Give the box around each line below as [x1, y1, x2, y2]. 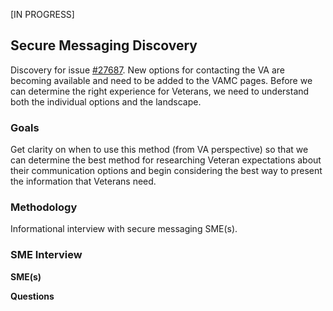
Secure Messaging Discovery [10, 37, 198, 54]
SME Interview [10, 248, 83, 262]
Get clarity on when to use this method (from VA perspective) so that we [10, 144, 309, 156]
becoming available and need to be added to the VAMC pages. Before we [10, 74, 313, 86]
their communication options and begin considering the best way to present [10, 165, 323, 177]
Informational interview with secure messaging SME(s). [10, 223, 238, 235]
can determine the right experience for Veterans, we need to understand [10, 85, 310, 97]
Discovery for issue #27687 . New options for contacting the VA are [10, 64, 285, 76]
